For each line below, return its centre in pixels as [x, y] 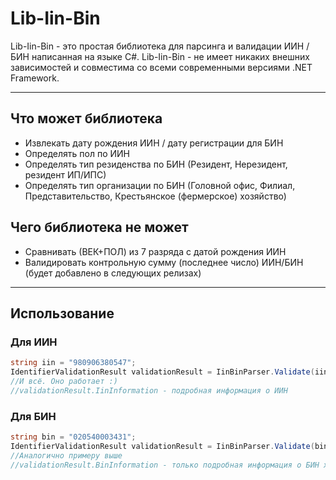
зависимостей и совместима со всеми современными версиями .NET [161, 67]
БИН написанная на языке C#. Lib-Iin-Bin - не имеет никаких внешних [160, 56]
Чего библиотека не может [99, 227]
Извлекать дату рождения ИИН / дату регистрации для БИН [154, 143]
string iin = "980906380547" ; [73, 363]
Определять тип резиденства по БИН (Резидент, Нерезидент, [156, 164]
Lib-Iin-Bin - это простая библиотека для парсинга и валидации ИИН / [160, 46]
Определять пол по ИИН [77, 153]
